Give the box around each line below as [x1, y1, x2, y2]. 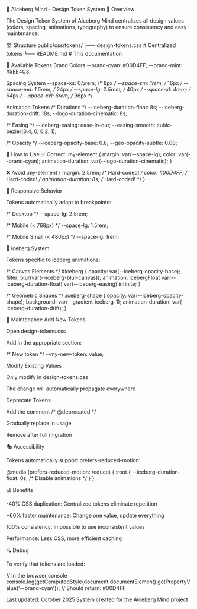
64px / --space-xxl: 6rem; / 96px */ [6, 92, 93, 99]
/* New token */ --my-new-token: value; [6, 351, 104, 358]
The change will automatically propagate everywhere [6, 385, 136, 392]
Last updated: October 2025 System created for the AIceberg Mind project [6, 596, 188, 603]
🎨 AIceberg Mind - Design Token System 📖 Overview [6, 6, 135, 12]
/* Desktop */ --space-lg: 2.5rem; [6, 210, 88, 217]
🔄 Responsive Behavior [6, 187, 63, 194]
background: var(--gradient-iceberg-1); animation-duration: [25, 298, 171, 305]
